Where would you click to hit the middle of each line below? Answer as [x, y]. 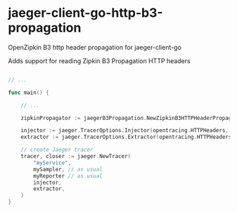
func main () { [29, 93]
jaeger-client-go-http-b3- [86, 13]
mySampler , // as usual [68, 169]
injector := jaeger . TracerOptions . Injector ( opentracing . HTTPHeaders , [125, 131]
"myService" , [52, 163]
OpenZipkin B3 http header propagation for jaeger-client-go [95, 47]
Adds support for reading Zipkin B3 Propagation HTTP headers [99, 60]
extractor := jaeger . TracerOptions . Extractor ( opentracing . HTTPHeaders [126, 137]
